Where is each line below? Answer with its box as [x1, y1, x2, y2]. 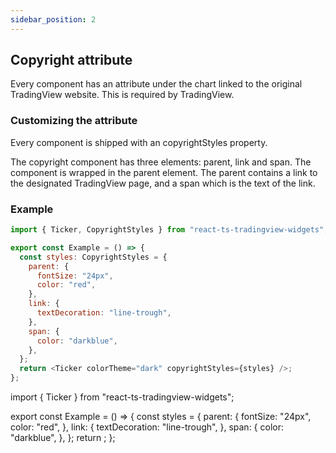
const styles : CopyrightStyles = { [19, 252, 168, 262]
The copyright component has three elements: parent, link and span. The [10, 156, 312, 168]
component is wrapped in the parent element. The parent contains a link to [10, 166, 318, 178]
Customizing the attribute [10, 114, 138, 128]
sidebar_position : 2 [10, 14, 97, 25]
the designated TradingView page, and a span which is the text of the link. [10, 177, 316, 189]
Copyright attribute [10, 52, 133, 69]
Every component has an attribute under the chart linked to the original [10, 78, 303, 90]
